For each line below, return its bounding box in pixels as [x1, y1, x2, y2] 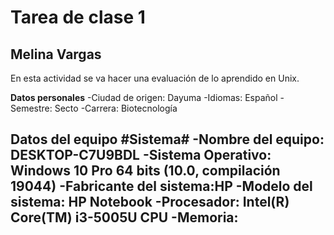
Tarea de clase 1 [10, 6, 146, 29]
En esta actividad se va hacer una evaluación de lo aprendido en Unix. [10, 72, 300, 84]
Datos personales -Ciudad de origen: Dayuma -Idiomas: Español [10, 92, 278, 103]
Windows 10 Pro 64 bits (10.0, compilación [10, 162, 281, 180]
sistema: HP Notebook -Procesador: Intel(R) [10, 194, 290, 211]
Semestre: [10, 102, 53, 114]
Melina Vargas [10, 46, 102, 63]
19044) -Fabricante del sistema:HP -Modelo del [10, 178, 313, 195]
